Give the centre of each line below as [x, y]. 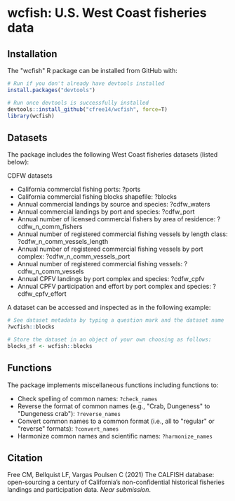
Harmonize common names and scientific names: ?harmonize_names [115, 436]
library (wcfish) [31, 116]
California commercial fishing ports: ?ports [79, 189]
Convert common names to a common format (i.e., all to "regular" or [116, 421]
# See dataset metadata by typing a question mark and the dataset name [116, 320]
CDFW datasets [30, 176]
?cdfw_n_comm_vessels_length [63, 242]
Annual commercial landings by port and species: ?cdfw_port [106, 212]
